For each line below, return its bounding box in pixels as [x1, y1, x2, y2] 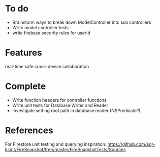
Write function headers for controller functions [12, 97, 107, 103]
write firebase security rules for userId [12, 30, 91, 36]
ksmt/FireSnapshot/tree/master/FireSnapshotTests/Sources [5, 146, 126, 152]
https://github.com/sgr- [107, 141, 155, 147]
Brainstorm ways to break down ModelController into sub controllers [12, 19, 151, 25]
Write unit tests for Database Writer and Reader [12, 102, 109, 108]
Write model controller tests [12, 24, 69, 30]
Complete [5, 81, 46, 92]
